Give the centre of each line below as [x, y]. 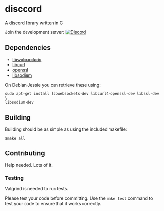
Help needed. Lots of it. [29, 165]
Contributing [25, 153]
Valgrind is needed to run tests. [37, 188]
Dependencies [28, 48]
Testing [14, 178]
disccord [24, 9]
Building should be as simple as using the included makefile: [66, 129]
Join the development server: [35, 32]
